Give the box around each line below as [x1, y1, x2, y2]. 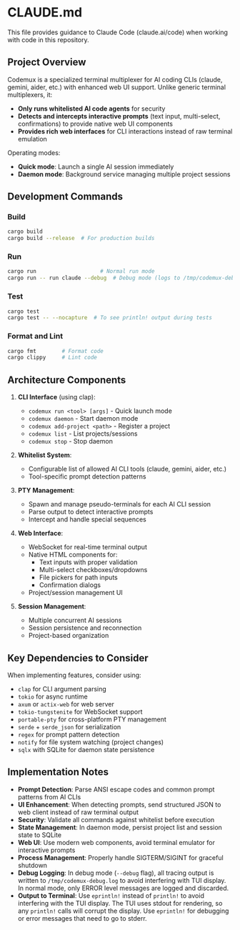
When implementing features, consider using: [7, 671, 141, 679]
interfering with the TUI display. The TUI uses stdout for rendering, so [17, 899, 223, 907]
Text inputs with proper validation [39, 558, 138, 566]
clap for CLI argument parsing [17, 684, 107, 693]
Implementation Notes [7, 766, 109, 779]
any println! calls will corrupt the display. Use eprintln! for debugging [17, 906, 229, 915]
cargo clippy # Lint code [7, 354, 98, 361]
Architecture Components [7, 374, 126, 386]
